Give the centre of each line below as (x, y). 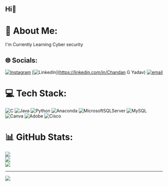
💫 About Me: (31, 31)
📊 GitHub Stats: (39, 137)
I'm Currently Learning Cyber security (44, 44)
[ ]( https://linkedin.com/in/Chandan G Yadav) (89, 72)
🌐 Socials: (21, 60)
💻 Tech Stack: (36, 93)
